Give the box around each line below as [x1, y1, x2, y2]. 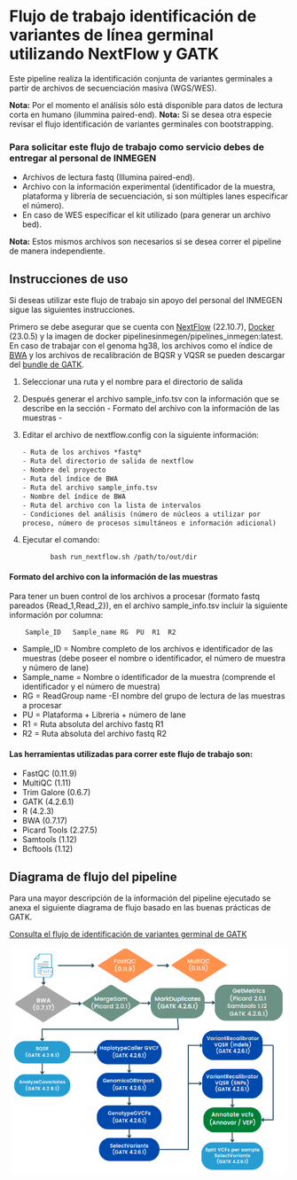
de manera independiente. [9, 246, 106, 256]
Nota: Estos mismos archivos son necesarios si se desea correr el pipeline [9, 237, 282, 247]
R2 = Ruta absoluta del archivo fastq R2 [21, 729, 167, 739]
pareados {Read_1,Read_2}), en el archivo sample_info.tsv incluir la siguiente [9, 600, 288, 611]
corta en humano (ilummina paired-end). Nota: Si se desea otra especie [9, 109, 272, 120]
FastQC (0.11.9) [21, 769, 77, 779]
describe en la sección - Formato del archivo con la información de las [21, 403, 280, 414]
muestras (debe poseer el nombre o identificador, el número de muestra [21, 653, 286, 664]
